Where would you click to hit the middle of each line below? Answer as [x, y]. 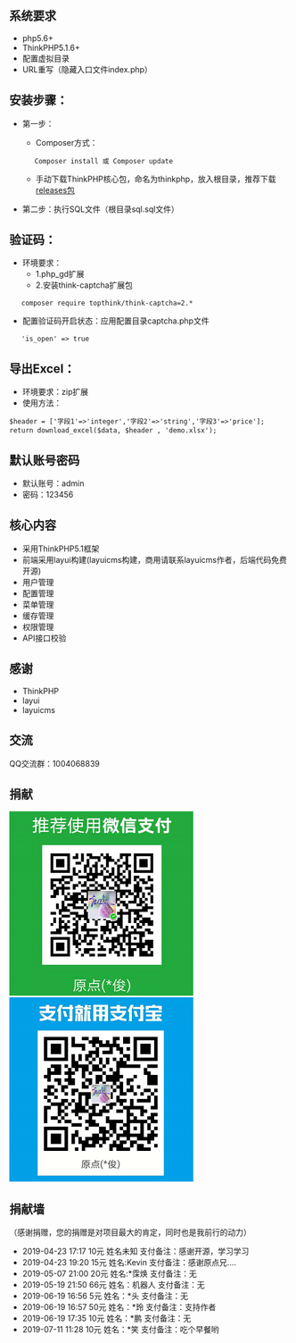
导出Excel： [42, 369]
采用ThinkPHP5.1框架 [61, 549]
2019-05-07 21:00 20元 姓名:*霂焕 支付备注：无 [110, 1274]
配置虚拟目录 [45, 58]
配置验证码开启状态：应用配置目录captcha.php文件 [115, 321]
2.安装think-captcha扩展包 [84, 285]
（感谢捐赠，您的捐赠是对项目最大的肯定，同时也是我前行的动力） [130, 1232]
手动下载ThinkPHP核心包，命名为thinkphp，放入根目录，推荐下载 [156, 179]
